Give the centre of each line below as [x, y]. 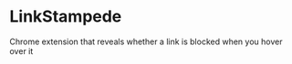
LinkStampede [66, 17]
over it [21, 50]
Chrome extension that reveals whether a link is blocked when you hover [146, 41]
